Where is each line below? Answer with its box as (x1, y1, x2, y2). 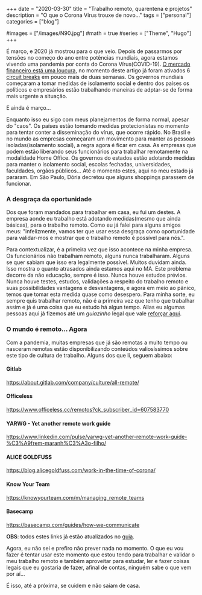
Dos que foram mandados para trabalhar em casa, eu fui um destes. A (6, 209, 181, 216)
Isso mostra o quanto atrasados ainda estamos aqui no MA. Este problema (6, 265, 191, 272)
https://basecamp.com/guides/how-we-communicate (6, 521, 140, 528)
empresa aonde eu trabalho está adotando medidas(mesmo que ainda (6, 215, 181, 222)
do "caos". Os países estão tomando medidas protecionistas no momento (6, 122, 189, 129)
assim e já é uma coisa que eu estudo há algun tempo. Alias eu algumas (6, 304, 185, 311)
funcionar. (6, 180, 32, 187)
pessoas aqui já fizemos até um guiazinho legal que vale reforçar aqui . (6, 310, 182, 317)
